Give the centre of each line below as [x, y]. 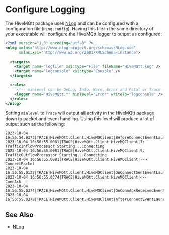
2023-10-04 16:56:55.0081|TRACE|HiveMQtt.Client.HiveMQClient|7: [75, 142]
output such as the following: [35, 124]
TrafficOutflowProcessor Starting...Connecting [56, 155]
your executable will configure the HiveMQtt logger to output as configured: [84, 34]
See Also [19, 215]
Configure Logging [45, 9]
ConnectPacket [20, 164]
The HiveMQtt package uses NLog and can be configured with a [72, 23]
